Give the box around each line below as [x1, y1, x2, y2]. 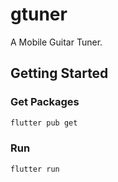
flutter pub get [10, 118, 78, 128]
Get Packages [10, 95, 80, 109]
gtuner [10, 3, 68, 26]
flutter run [10, 164, 60, 174]
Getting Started [10, 65, 109, 82]
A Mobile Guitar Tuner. [10, 36, 103, 48]
